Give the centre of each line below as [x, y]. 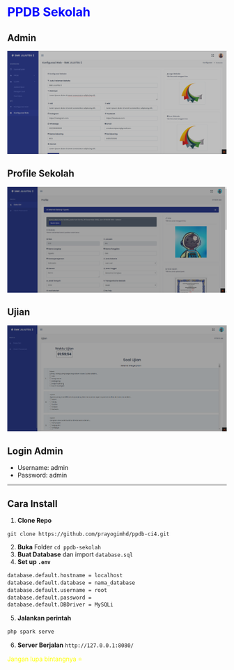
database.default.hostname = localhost [65, 575]
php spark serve [31, 632]
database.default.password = [49, 597]
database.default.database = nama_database [71, 583]
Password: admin [42, 475]
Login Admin [36, 451]
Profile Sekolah [41, 174]
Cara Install [32, 504]
